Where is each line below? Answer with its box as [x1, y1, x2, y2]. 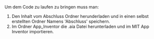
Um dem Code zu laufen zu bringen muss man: [4, 4, 99, 10]
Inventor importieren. [11, 29, 54, 34]
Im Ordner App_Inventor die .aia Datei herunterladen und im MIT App [11, 24, 149, 29]
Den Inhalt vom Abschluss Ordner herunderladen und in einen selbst [11, 13, 149, 19]
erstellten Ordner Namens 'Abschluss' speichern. [11, 19, 110, 24]
